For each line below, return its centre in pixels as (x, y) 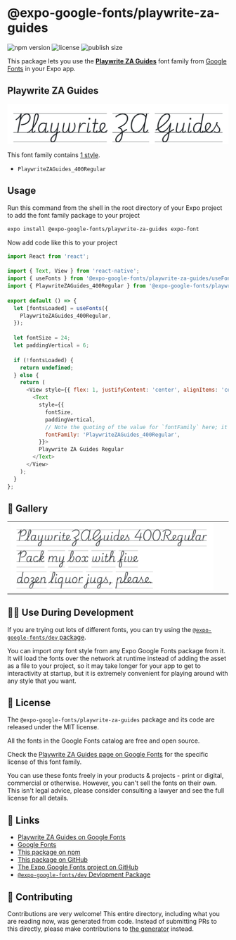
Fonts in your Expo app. (41, 68)
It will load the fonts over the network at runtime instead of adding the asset (117, 658)
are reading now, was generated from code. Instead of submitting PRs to (112, 922)
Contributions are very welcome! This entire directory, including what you (113, 914)
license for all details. (38, 798)
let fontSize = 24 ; (42, 338)
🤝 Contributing (40, 897)
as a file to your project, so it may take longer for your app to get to (104, 666)
